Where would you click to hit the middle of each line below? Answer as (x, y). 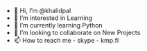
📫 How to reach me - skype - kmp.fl (66, 40)
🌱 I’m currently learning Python (58, 25)
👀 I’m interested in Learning (53, 18)
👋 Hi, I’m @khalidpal (42, 11)
